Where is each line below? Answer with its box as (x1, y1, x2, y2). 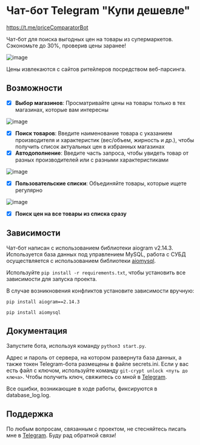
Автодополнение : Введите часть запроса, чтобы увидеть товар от (15, 149, 189, 157)
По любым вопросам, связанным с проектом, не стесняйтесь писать (6, 425, 187, 432)
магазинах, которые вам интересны (15, 106, 109, 113)
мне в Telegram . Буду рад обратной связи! (6, 432, 116, 439)
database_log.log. (6, 391, 51, 398)
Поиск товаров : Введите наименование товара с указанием (15, 129, 173, 137)
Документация (6, 326, 68, 336)
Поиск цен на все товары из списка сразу (15, 210, 127, 217)
